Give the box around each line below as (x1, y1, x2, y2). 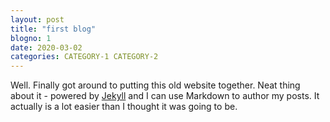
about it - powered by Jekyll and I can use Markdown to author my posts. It (10, 90, 320, 102)
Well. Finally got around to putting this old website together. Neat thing (10, 79, 301, 91)
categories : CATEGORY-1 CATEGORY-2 (10, 52, 159, 62)
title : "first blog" (10, 24, 97, 34)
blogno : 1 (10, 33, 52, 43)
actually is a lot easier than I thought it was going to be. (10, 101, 238, 113)
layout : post (10, 14, 65, 25)
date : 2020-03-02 (10, 42, 83, 53)
